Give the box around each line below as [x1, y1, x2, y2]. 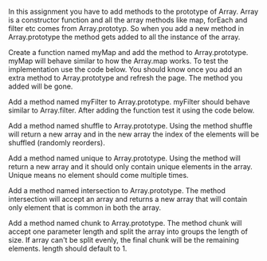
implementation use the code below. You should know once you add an [8, 65, 242, 74]
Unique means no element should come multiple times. [8, 171, 189, 180]
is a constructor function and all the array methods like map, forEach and [8, 15, 248, 25]
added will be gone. [8, 81, 73, 91]
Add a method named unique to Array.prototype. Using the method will [8, 153, 241, 163]
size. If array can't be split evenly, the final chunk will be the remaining [8, 235, 239, 244]
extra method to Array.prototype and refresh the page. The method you [8, 73, 243, 82]
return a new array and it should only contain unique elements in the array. [8, 162, 253, 171]
